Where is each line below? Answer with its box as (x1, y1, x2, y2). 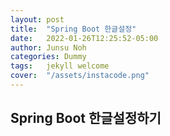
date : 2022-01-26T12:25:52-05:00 (10, 33, 159, 43)
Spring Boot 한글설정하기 (10, 110, 162, 127)
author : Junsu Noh (10, 42, 87, 53)
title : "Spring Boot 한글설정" (10, 24, 137, 34)
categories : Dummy (10, 52, 87, 62)
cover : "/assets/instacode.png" (10, 71, 150, 81)
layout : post (10, 14, 65, 25)
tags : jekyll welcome (10, 61, 110, 71)
